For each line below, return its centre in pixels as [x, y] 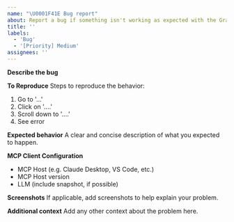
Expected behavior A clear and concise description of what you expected [114, 135]
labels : [18, 33]
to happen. [23, 142]
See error [31, 121]
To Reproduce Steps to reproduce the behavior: [76, 86]
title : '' [22, 26]
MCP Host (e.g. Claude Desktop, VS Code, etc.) [86, 169]
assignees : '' [28, 53]
